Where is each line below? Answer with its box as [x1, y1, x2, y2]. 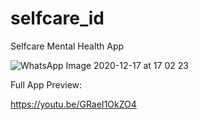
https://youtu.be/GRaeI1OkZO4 [10, 98, 137, 110]
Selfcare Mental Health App [10, 40, 125, 52]
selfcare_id [10, 7, 105, 30]
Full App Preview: [10, 78, 83, 91]
